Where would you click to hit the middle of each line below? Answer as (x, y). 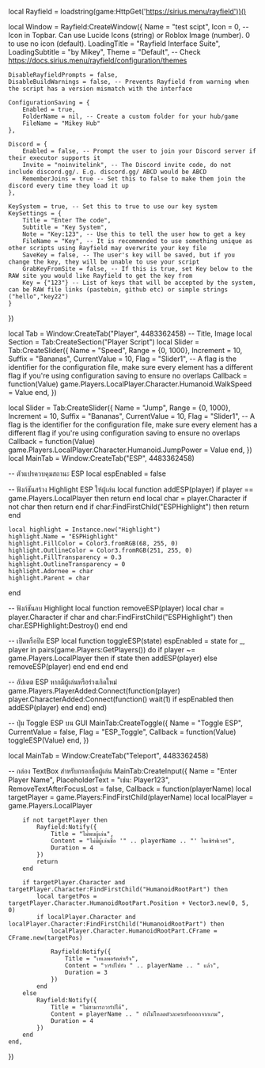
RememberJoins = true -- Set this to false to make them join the (134, 179)
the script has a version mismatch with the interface (100, 89)
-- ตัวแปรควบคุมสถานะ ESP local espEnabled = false (87, 473)
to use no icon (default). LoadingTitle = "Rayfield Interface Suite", (114, 44)
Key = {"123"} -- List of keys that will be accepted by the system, (140, 283)
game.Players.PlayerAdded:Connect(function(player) (94, 691)
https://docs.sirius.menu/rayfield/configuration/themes (98, 60)
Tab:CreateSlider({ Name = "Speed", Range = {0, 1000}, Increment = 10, (125, 350)
